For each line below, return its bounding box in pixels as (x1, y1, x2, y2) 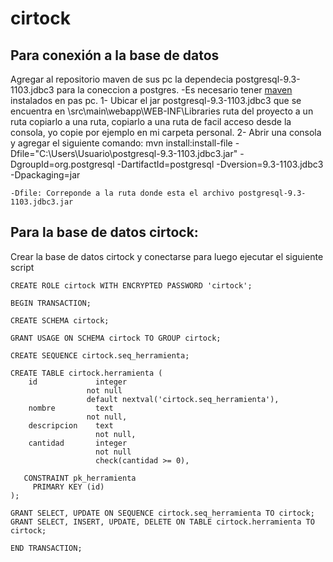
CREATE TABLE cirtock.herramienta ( (10, 368, 163, 378)
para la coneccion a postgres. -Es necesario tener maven (56, 84, 293, 96)
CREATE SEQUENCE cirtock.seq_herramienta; (10, 350, 190, 361)
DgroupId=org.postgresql (10, 158, 115, 170)
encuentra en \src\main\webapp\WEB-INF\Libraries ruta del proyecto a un (10, 105, 314, 117)
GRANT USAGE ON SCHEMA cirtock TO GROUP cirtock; (10, 333, 222, 343)
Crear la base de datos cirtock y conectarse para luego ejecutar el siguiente (10, 250, 324, 262)
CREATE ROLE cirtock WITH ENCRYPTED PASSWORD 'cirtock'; (10, 280, 253, 291)
